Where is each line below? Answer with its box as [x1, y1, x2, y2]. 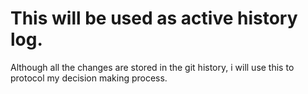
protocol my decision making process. [10, 72, 168, 84]
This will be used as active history [10, 7, 298, 30]
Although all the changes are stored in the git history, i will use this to [10, 61, 295, 73]
